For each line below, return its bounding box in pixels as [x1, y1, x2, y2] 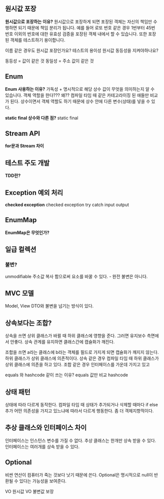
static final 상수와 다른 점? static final [5, 115, 78, 121]
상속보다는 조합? [5, 318, 52, 327]
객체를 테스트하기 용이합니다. [10, 37, 66, 43]
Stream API [5, 130, 40, 138]
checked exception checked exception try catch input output [5, 202, 129, 208]
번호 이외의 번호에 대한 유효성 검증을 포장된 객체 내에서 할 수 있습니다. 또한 [5, 31, 147, 37]
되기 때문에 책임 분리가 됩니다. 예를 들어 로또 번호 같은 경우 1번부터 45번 [18, 25, 156, 30]
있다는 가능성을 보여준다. [19, 478, 67, 484]
